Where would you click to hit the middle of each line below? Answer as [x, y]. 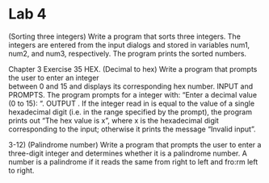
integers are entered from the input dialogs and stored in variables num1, [129, 44]
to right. [21, 170]
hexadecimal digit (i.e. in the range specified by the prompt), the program [130, 112]
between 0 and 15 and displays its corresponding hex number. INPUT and [131, 86]
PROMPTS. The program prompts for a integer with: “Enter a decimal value [132, 94]
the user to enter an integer [54, 77]
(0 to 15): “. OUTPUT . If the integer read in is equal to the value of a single [132, 103]
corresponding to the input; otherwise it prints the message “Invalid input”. [132, 129]
